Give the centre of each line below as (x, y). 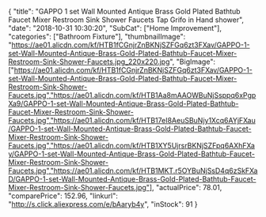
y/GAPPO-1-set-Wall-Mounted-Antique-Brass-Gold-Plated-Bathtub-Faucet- (132, 154)
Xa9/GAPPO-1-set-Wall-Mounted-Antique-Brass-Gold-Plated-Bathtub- (123, 103)
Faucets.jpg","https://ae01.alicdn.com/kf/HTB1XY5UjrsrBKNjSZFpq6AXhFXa (132, 146)
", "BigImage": (193, 62)
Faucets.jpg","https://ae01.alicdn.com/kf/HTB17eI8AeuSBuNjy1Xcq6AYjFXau (132, 120)
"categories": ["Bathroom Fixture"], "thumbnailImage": (97, 36)
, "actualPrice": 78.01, (187, 187)
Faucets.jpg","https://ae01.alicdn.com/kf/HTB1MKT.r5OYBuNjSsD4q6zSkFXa (133, 170)
